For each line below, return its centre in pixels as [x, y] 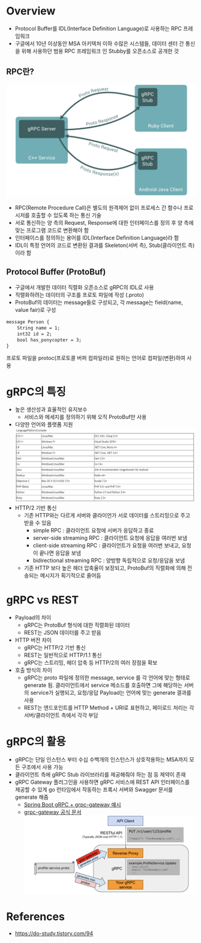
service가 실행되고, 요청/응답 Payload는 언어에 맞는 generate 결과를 [111, 692]
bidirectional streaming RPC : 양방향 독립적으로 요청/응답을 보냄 [109, 560]
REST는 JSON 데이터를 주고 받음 [62, 632]
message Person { [28, 322]
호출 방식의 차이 [33, 670]
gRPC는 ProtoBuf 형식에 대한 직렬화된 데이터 [77, 625]
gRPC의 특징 [36, 392]
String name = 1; [39, 328]
